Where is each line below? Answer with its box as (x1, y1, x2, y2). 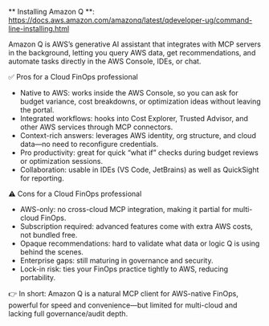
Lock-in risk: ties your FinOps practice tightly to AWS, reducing (19, 264, 229, 274)
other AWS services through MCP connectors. (19, 122, 173, 132)
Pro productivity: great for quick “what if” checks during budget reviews (19, 148, 259, 157)
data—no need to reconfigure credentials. (19, 140, 159, 149)
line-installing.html (8, 24, 70, 33)
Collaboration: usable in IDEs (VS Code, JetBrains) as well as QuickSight (19, 165, 259, 174)
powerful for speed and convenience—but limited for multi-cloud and (8, 300, 238, 310)
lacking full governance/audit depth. (8, 309, 128, 318)
